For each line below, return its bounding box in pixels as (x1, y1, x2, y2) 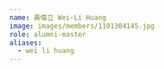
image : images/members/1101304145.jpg (9, 22, 155, 30)
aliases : (9, 38, 42, 47)
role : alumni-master (9, 30, 87, 39)
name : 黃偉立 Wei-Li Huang (9, 13, 106, 22)
